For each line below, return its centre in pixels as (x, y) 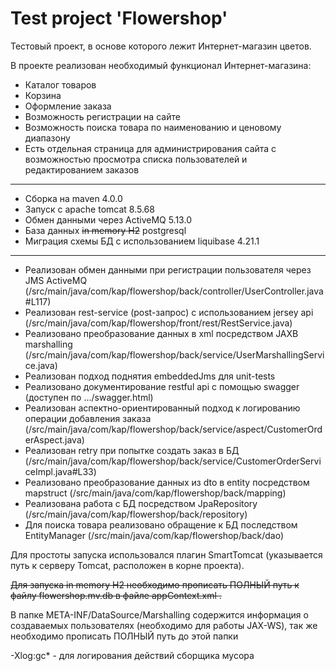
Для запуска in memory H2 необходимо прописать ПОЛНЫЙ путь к (155, 584)
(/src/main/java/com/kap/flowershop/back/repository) (136, 514)
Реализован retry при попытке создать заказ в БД (132, 450)
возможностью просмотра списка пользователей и (136, 159)
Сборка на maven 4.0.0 (73, 198)
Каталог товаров (60, 84)
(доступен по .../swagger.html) (89, 397)
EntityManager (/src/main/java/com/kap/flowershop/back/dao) (154, 535)
